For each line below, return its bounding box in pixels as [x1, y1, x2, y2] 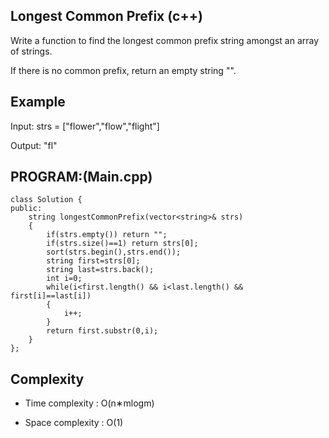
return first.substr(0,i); [46, 326, 159, 336]
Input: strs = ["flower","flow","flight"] [10, 120, 160, 132]
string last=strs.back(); [46, 265, 155, 275]
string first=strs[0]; [46, 256, 141, 266]
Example [10, 94, 66, 111]
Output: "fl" [10, 139, 58, 151]
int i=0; [46, 274, 83, 284]
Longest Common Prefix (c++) [10, 8, 203, 25]
